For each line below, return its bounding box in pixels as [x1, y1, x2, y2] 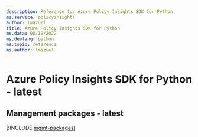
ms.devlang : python [6, 36, 54, 42]
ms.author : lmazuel [6, 47, 54, 53]
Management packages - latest [6, 109, 124, 119]
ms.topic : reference [6, 42, 57, 48]
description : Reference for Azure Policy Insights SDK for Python [6, 8, 173, 15]
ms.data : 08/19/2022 [6, 31, 57, 37]
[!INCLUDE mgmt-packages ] [6, 124, 76, 131]
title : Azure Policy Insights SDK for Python [6, 25, 120, 31]
